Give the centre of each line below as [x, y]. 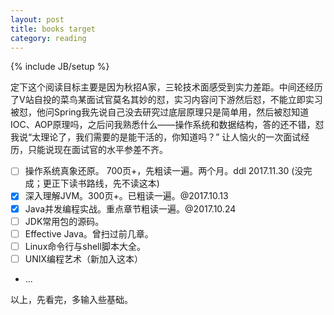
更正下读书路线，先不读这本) [101, 183]
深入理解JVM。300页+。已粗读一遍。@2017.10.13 [126, 196]
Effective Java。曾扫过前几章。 [89, 233]
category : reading [48, 38]
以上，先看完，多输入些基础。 [71, 299]
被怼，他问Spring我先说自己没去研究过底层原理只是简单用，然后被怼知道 [160, 112]
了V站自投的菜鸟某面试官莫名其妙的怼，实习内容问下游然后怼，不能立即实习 [166, 100]
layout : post [37, 19]
